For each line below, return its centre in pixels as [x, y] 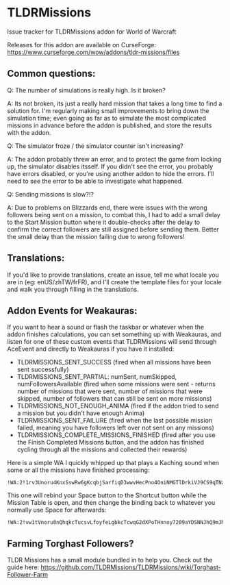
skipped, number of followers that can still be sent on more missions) [114, 399]
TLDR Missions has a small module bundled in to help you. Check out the [110, 560]
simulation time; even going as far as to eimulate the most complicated [107, 118]
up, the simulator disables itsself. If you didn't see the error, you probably [110, 166]
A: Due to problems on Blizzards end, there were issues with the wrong [107, 208]
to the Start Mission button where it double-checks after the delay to [104, 222]
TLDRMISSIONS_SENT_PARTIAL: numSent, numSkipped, [97, 377]
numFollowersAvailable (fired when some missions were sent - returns [116, 384]
